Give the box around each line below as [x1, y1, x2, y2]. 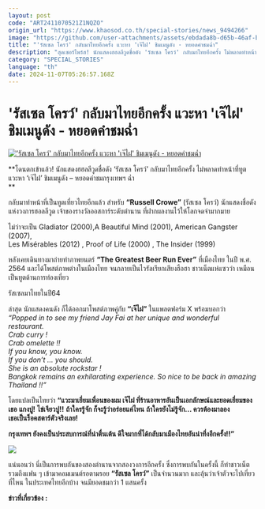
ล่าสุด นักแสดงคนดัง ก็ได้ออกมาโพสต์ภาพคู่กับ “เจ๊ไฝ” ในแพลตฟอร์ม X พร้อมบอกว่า [8, 304, 226, 313]
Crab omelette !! [8, 337, 61, 348]
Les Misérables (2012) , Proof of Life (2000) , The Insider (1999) [8, 239, 216, 249]
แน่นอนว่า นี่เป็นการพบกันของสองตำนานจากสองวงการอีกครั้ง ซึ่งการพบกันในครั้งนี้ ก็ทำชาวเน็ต [8, 459, 250, 469]
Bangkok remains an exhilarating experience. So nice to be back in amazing [8, 371, 256, 381]
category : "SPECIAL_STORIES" [8, 56, 104, 64]
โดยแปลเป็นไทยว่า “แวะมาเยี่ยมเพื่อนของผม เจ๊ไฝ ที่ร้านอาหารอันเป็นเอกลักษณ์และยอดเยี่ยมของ [8, 395, 252, 405]
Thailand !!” [8, 380, 47, 390]
